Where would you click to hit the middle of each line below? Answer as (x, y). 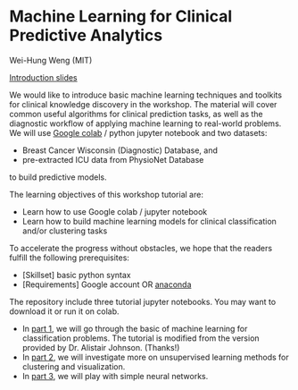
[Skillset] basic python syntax (76, 275)
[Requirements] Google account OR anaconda (107, 284)
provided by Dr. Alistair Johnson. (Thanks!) (101, 347)
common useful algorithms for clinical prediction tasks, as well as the (136, 114)
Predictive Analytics (86, 35)
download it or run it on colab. (64, 311)
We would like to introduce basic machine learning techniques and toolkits (146, 95)
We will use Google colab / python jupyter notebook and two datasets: (138, 132)
